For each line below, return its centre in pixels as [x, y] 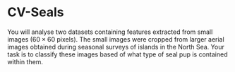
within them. [25, 61]
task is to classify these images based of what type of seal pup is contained [117, 54]
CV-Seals [36, 12]
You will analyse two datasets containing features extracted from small [110, 32]
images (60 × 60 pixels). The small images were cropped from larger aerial [116, 39]
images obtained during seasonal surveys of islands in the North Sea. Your [116, 47]
